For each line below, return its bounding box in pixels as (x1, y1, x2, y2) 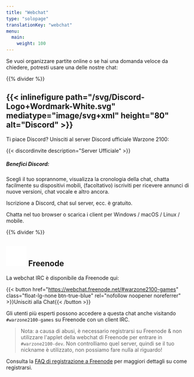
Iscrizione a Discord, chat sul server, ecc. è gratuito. (6, 199, 133, 206)
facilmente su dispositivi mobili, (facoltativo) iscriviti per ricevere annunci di (6, 182, 189, 189)
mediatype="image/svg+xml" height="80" (6, 111, 169, 121)
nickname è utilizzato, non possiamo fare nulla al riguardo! (20, 346, 163, 353)
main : (11, 34, 25, 41)
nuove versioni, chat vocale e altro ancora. (6, 188, 110, 195)
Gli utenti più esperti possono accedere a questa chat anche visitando (6, 310, 176, 317)
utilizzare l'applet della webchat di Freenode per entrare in (20, 333, 163, 340)
